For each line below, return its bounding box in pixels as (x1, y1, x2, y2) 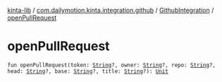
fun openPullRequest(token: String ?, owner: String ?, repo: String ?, (7, 61, 216, 69)
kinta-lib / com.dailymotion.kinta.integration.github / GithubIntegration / (7, 6, 214, 14)
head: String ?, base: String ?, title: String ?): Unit (7, 67, 169, 75)
